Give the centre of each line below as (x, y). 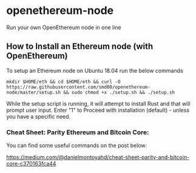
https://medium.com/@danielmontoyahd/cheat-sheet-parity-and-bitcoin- (98, 157)
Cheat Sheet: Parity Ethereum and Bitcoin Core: (78, 132)
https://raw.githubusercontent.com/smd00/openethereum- (78, 87)
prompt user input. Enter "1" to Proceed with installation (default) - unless (98, 110)
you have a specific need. (39, 117)
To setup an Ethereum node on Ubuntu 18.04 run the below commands (95, 70)
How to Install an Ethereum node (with (80, 46)
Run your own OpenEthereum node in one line (64, 27)
